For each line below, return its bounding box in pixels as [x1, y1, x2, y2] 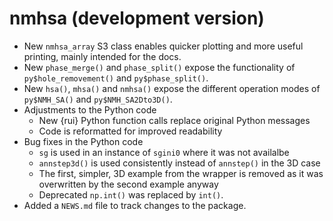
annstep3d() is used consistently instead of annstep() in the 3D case [38, 157, 321, 169]
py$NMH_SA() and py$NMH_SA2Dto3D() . [23, 93, 173, 105]
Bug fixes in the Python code [23, 135, 144, 147]
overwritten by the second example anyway [38, 178, 219, 190]
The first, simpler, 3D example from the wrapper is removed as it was [38, 167, 324, 179]
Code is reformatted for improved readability [38, 125, 223, 137]
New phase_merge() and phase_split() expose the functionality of [23, 61, 296, 73]
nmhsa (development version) [9, 7, 265, 30]
